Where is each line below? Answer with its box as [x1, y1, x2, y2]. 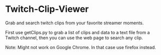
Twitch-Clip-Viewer [5, 3, 89, 15]
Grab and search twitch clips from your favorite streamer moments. [5, 20, 144, 26]
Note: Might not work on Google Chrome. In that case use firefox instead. [5, 44, 156, 50]
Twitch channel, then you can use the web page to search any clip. [5, 35, 143, 41]
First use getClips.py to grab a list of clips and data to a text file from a [5, 29, 150, 35]
